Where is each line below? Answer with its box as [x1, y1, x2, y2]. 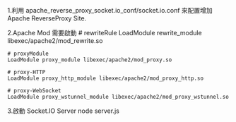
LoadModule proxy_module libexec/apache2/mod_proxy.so [7, 56, 172, 63]
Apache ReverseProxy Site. [7, 14, 87, 23]
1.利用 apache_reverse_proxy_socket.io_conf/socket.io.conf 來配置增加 [7, 6, 213, 14]
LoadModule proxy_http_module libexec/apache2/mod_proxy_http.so [7, 75, 203, 82]
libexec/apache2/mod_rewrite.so [7, 37, 103, 44]
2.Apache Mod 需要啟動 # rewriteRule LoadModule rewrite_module [7, 29, 203, 37]
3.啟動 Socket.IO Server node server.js [7, 106, 120, 115]
